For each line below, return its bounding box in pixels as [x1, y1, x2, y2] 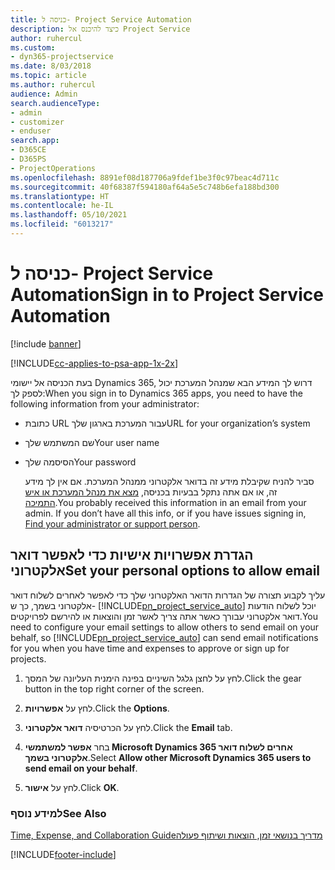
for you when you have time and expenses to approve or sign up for [10, 642, 290, 654]
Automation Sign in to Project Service [10, 284, 324, 306]
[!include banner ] [10, 337, 82, 350]
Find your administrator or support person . [24, 517, 201, 530]
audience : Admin [10, 89, 78, 99]
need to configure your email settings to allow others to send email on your [10, 621, 320, 633]
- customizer [10, 117, 65, 127]
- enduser [10, 126, 52, 136]
